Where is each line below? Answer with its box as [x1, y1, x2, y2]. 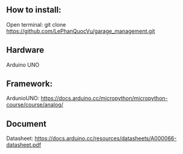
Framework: [6, 79, 53, 89]
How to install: [6, 5, 62, 15]
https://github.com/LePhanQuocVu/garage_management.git [6, 27, 155, 35]
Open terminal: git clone [6, 21, 66, 28]
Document [6, 118, 47, 129]
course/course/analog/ [6, 101, 63, 109]
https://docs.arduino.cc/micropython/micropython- [40, 95, 168, 102]
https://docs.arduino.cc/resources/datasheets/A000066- [34, 135, 177, 142]
